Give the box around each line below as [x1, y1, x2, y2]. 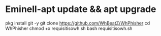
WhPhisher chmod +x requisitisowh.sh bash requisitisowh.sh [5, 25, 133, 31]
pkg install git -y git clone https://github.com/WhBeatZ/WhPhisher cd [5, 20, 150, 26]
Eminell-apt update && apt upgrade [5, 3, 156, 15]
